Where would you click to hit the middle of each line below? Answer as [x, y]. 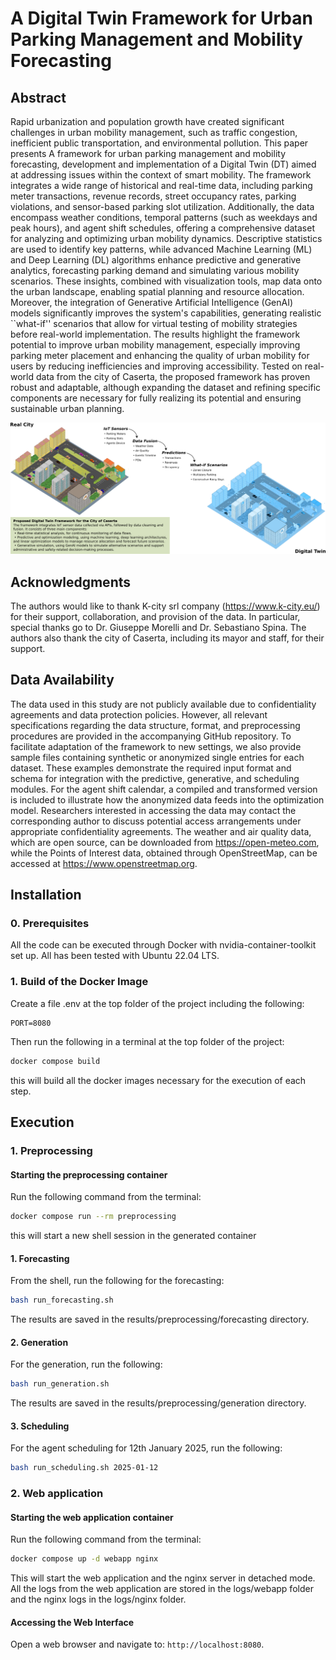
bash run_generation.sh [60, 1384]
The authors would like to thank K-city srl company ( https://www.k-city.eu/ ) [165, 606]
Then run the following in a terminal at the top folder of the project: [147, 1041]
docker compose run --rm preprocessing [93, 1217]
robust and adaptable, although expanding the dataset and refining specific [166, 387]
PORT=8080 [31, 1023]
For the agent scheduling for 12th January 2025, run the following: [146, 1448]
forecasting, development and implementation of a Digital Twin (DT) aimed [163, 164]
